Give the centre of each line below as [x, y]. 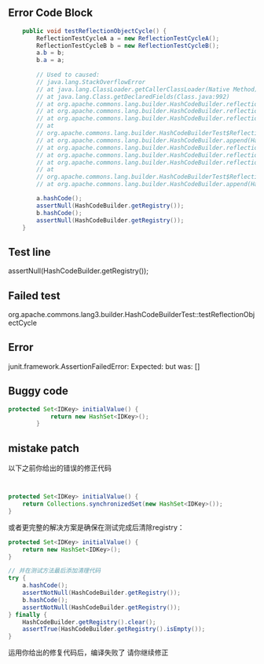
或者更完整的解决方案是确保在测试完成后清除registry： [96, 527]
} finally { [27, 615]
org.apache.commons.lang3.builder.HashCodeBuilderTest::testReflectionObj [132, 315]
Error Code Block [51, 13]
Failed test [34, 296]
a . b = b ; [51, 53]
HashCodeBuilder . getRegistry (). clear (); [89, 622]
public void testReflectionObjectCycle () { [95, 31]
